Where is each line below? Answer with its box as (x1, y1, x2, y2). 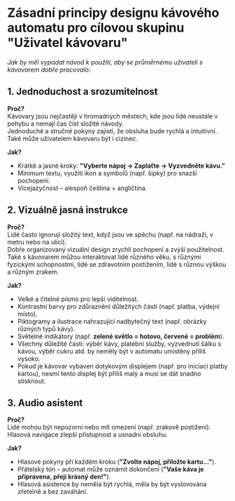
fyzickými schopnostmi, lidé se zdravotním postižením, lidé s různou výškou (7, 260, 227, 268)
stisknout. (17, 377, 46, 385)
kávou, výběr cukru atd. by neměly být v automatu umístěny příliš (17, 347, 206, 355)
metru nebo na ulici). (7, 237, 67, 246)
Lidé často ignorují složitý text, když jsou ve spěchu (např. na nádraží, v (7, 230, 213, 239)
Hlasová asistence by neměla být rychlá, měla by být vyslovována (17, 480, 207, 488)
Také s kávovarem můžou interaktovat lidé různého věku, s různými (7, 253, 201, 261)
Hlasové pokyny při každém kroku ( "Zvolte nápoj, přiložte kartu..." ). (17, 457, 217, 466)
